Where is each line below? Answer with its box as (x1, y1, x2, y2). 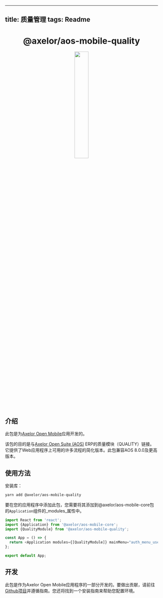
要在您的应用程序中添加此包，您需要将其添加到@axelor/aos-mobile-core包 (5, 502, 154, 508)
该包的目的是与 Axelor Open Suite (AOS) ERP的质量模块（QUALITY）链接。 (5, 441, 154, 447)
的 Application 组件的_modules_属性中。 (5, 508, 84, 513)
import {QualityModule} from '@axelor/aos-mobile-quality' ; (5, 527, 130, 531)
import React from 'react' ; (5, 517, 62, 523)
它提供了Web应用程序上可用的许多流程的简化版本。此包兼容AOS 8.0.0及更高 (5, 447, 158, 453)
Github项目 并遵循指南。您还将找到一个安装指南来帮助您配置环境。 (5, 588, 137, 594)
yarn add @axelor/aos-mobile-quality (5, 492, 81, 497)
